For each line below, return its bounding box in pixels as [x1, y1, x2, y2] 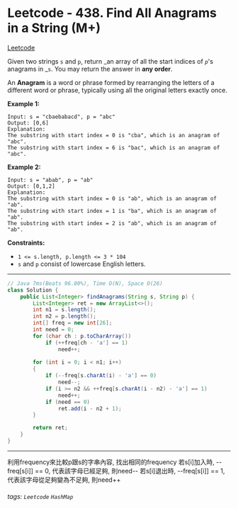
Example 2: [7, 163, 41, 171]
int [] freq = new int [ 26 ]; [33, 320, 113, 327]
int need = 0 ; [33, 326, 74, 333]
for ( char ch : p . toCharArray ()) [33, 333, 132, 340]
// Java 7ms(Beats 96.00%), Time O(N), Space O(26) [7, 279, 163, 287]
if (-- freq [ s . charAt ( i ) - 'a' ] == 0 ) [45, 372, 157, 379]
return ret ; [33, 425, 69, 432]
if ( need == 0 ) [45, 398, 91, 405]
